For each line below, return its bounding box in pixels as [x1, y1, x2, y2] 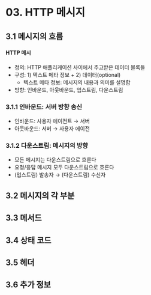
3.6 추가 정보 [5, 280, 52, 290]
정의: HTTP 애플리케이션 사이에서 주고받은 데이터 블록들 [14, 64, 146, 71]
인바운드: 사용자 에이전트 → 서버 [14, 118, 90, 125]
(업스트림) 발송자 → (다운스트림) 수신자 [14, 171, 106, 178]
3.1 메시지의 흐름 [5, 31, 64, 41]
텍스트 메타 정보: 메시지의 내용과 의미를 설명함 [23, 79, 131, 86]
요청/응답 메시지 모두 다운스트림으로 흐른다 [14, 163, 114, 171]
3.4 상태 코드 [5, 235, 52, 245]
